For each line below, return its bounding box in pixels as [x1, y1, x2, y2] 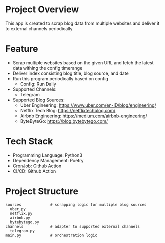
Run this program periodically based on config [12, 75, 109, 81]
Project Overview [5, 4, 79, 15]
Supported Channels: [12, 86, 57, 92]
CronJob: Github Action [12, 163, 62, 169]
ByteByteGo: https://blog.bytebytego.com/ [20, 118, 108, 124]
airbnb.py [10, 215, 30, 220]
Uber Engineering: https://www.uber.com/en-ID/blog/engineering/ [20, 102, 156, 108]
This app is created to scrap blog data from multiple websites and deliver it [5, 20, 160, 26]
